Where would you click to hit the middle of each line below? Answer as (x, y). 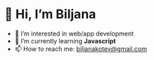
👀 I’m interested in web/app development (74, 33)
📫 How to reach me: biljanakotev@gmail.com (81, 49)
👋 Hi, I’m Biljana (50, 14)
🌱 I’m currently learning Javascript (65, 40)
